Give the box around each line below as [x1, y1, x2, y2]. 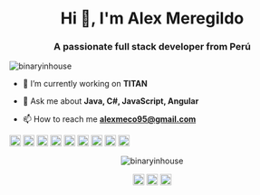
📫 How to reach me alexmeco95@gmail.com [22, 114, 197, 125]
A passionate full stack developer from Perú [53, 41, 251, 53]
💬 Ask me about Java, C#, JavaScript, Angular [22, 96, 199, 107]
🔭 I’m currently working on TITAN [22, 79, 148, 89]
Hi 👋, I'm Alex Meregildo [60, 8, 245, 29]
